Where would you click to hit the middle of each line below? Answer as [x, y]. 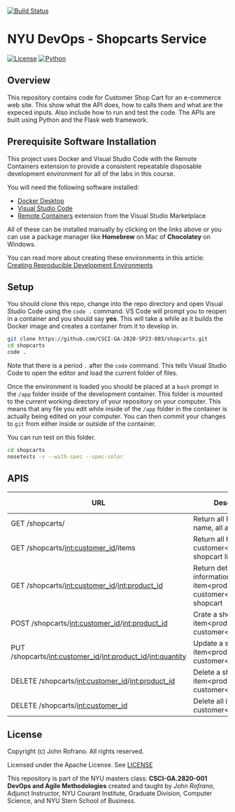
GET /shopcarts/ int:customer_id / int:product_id [87, 585]
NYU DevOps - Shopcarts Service [107, 39]
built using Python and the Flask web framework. [78, 120]
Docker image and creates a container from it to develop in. [93, 326]
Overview [29, 81]
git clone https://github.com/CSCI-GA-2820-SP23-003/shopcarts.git [108, 339]
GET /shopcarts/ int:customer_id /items [73, 548]
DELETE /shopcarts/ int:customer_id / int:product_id [93, 681]
